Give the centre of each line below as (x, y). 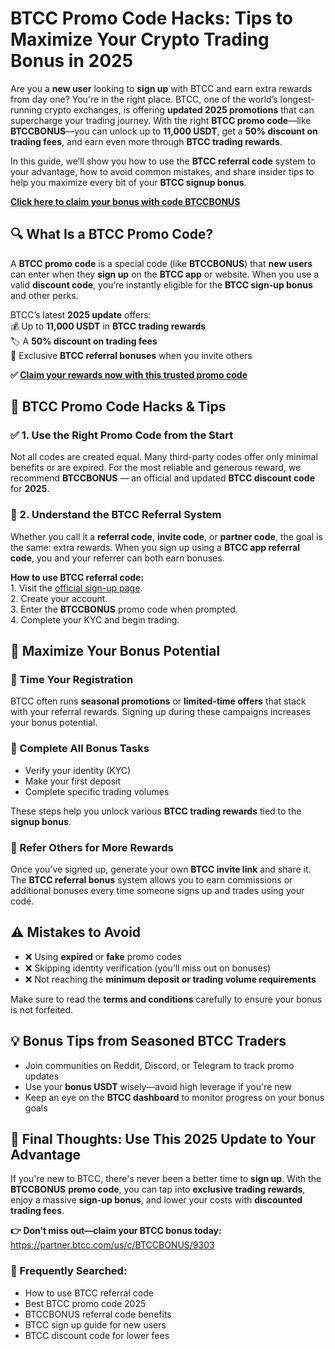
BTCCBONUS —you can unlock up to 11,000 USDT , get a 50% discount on (164, 131)
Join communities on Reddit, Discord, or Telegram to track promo (159, 1065)
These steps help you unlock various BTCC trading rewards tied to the (156, 811)
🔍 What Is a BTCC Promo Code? (112, 234)
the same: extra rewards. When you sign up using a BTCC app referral (155, 547)
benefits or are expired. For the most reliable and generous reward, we (156, 468)
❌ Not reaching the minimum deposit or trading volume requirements (170, 979)
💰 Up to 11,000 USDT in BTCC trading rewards (108, 326)
